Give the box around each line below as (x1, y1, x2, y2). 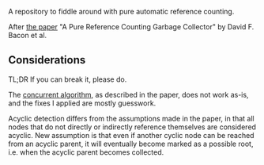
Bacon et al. (8, 31, 47, 40)
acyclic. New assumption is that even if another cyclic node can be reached (8, 130, 255, 140)
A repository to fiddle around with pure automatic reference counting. (8, 7, 235, 16)
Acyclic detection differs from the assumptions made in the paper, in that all (8, 113, 255, 123)
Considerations (8, 53, 86, 67)
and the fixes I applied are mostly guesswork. (8, 98, 157, 108)
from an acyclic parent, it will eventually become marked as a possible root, (8, 139, 254, 148)
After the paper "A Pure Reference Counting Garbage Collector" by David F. (8, 22, 255, 31)
